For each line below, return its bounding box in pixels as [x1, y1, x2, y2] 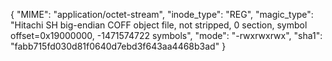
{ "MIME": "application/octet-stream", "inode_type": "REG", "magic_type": [10, 9, 314, 20]
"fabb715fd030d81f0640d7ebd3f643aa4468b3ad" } [10, 40, 227, 52]
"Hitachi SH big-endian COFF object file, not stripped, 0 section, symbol [10, 19, 308, 31]
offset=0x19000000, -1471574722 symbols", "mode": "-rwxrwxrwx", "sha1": [10, 30, 323, 41]
